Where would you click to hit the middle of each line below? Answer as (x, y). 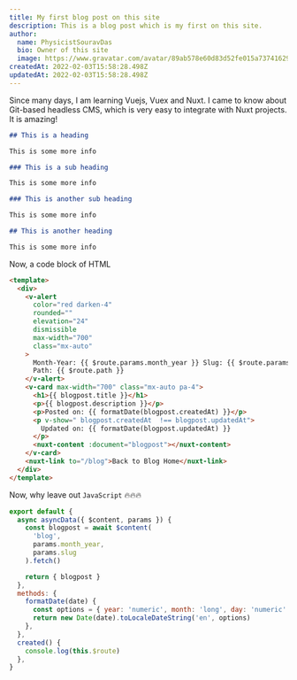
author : (23, 34)
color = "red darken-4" (72, 305)
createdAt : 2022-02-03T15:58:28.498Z (79, 67)
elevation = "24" (61, 321)
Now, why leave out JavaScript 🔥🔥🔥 (76, 495)
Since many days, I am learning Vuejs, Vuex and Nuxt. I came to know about (148, 100)
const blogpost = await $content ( (88, 528)
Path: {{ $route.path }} (78, 371)
